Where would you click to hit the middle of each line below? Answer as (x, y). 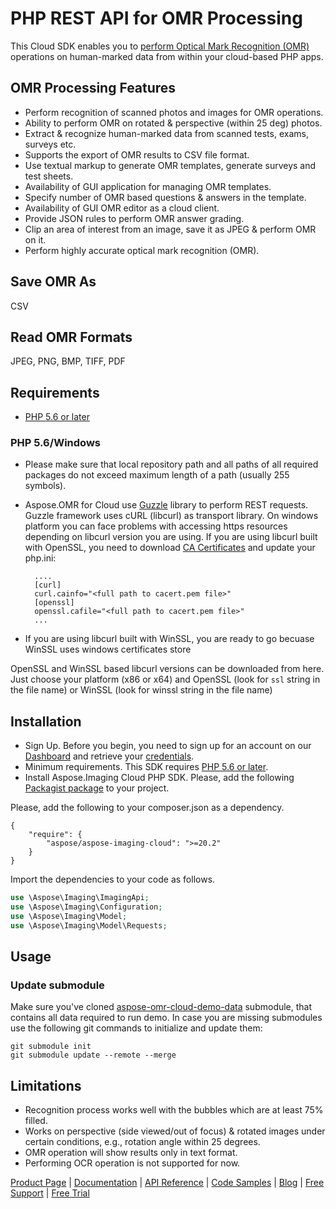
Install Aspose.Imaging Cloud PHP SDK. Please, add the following (159, 778)
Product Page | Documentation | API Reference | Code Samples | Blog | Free (167, 1183)
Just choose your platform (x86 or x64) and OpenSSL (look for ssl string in (165, 679)
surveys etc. (50, 144)
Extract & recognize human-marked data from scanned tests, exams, (166, 133)
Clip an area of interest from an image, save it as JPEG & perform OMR (170, 229)
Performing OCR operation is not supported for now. (132, 1163)
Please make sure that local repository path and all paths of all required (171, 464)
